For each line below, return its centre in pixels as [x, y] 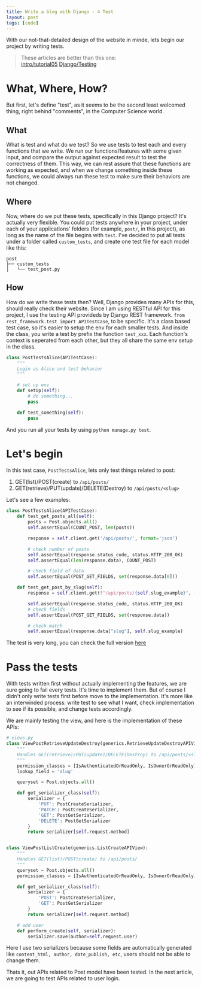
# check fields [47, 609]
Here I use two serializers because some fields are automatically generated [99, 948]
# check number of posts [59, 549]
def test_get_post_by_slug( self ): [60, 587]
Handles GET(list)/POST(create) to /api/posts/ [77, 859]
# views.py [20, 738]
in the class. [21, 346]
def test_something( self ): [51, 413]
